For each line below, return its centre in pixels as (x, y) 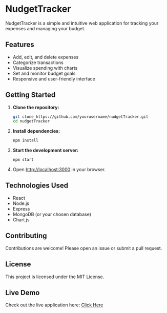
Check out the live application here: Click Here (54, 305)
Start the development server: (46, 150)
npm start (23, 160)
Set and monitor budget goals (44, 73)
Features (20, 45)
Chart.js (21, 220)
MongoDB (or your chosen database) (52, 214)
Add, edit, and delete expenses (46, 57)
